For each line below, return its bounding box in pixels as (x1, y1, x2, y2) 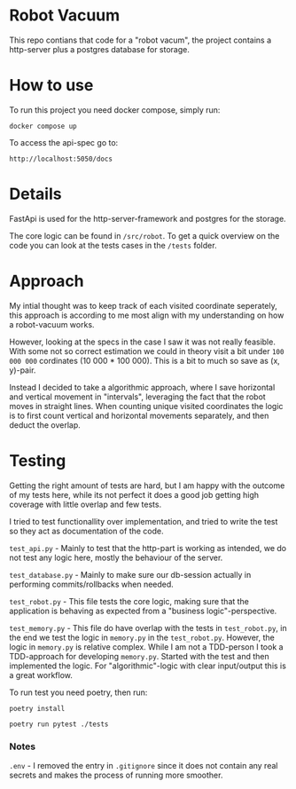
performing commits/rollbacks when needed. (9, 579, 175, 589)
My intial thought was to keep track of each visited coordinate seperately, (9, 300, 277, 311)
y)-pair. (9, 365, 36, 375)
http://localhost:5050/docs (9, 154, 113, 163)
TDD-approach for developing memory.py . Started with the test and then (9, 651, 270, 661)
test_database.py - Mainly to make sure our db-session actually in (9, 569, 252, 580)
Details (9, 184, 62, 204)
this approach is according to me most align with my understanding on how (9, 310, 284, 320)
